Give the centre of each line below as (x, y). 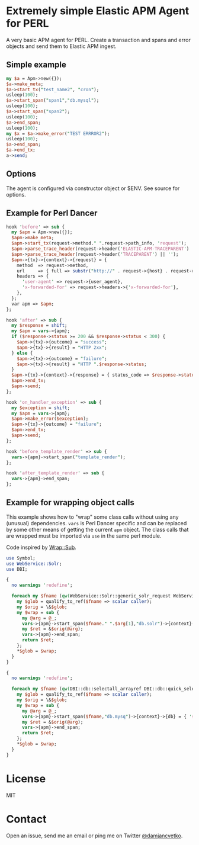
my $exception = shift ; (41, 408)
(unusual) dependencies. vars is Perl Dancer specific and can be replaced (97, 523)
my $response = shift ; (39, 326)
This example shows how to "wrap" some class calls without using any (92, 517)
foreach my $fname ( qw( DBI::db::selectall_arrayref (77, 689)
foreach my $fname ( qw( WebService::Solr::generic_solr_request (91, 596)
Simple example (36, 65)
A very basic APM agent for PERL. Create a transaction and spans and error (98, 40)
